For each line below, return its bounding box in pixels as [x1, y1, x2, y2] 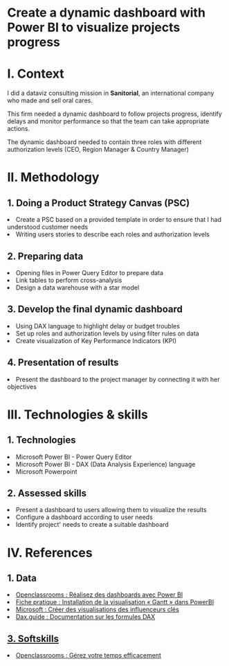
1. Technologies [7, 435, 76, 446]
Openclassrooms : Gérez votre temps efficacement [16, 651, 161, 660]
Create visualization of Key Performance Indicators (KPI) [16, 336, 177, 344]
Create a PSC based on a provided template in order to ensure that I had [16, 216, 221, 224]
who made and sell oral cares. [7, 96, 93, 105]
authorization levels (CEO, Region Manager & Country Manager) [7, 146, 189, 154]
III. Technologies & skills [7, 407, 149, 422]
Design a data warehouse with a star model [16, 283, 140, 292]
